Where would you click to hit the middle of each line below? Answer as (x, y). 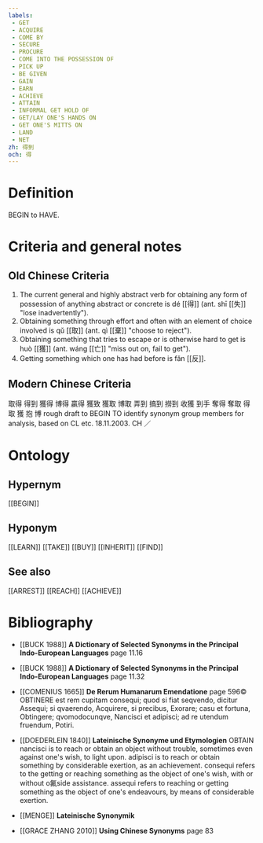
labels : (21, 15)
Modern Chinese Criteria (70, 383)
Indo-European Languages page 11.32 (82, 676)
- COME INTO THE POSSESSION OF (62, 60)
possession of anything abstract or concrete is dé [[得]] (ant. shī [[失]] (133, 304)
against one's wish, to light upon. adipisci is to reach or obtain (119, 756)
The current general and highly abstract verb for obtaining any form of (133, 295)
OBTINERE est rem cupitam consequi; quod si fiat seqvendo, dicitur (128, 700)
